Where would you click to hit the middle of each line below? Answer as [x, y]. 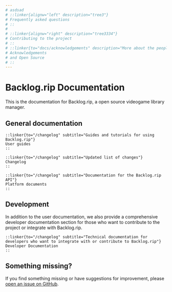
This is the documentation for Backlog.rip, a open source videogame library [85, 102]
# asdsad [15, 10]
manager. [15, 107]
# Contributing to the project [39, 39]
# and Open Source [25, 58]
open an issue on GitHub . [32, 284]
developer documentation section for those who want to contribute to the [83, 222]
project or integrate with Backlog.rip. [44, 228]
